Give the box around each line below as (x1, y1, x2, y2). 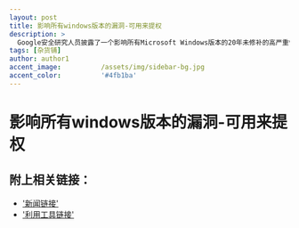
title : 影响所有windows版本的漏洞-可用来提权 (9, 21, 162, 30)
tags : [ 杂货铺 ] (9, 46, 62, 55)
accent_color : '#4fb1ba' (9, 71, 138, 80)
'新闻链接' (21, 198, 60, 208)
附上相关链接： (9, 173, 92, 188)
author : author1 (9, 54, 69, 63)
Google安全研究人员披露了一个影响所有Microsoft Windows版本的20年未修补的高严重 (17, 37, 289, 47)
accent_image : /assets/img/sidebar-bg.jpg (9, 63, 205, 72)
